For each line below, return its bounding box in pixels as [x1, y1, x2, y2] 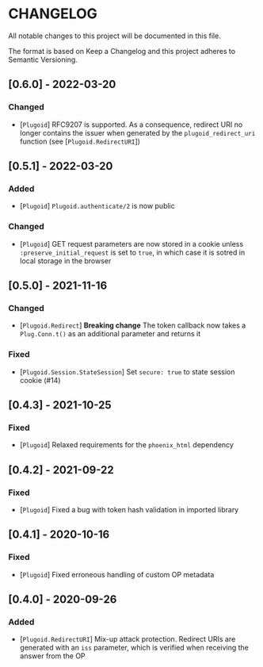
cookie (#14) [19, 375, 61, 385]
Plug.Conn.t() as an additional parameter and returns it [19, 329, 200, 339]
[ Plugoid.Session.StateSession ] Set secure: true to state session [19, 366, 235, 377]
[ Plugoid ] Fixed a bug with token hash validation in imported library [19, 504, 239, 514]
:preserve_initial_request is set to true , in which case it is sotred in [19, 247, 246, 257]
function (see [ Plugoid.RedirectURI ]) [19, 136, 141, 146]
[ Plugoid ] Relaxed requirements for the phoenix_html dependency [19, 440, 234, 450]
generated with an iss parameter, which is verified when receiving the [19, 643, 250, 653]
